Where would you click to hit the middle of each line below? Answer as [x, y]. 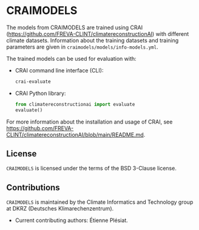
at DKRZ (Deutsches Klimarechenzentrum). [60, 209]
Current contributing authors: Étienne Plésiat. [72, 220]
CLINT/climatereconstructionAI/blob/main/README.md [75, 134]
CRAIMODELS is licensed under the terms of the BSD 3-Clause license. [92, 169]
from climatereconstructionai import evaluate [75, 104]
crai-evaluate [33, 82]
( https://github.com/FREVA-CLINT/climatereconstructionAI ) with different [98, 33]
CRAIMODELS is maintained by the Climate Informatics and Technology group [100, 202]
